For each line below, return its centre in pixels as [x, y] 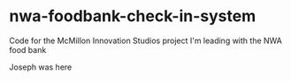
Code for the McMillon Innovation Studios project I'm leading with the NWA [146, 40]
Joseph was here [41, 67]
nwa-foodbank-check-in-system [133, 16]
